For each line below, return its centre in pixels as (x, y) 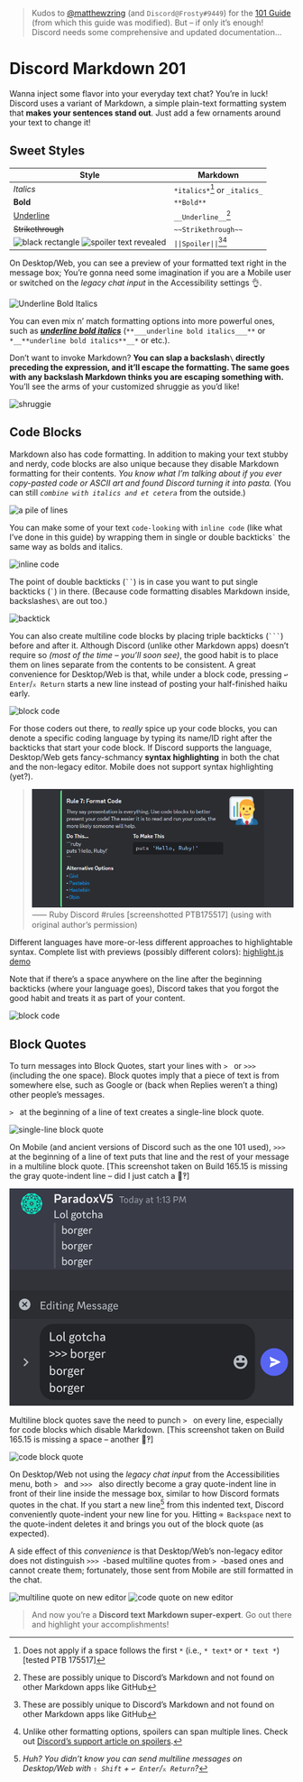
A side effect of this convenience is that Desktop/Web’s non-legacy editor (146, 1551)
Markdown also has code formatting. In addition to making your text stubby (149, 454)
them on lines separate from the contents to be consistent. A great (133, 664)
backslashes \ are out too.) (59, 600)
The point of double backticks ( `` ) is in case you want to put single (134, 581)
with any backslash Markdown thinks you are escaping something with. (147, 376)
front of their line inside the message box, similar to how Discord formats (144, 1494)
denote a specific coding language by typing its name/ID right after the (141, 738)
